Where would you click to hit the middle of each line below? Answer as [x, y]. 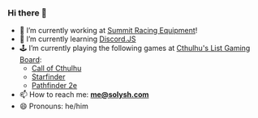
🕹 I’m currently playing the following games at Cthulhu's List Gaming [135, 48]
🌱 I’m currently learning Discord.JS [77, 39]
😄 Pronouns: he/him [54, 106]
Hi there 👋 [28, 13]
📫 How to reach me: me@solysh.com [84, 95]
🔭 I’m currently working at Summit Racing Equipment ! [108, 31]
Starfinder [48, 77]
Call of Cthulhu [56, 69]
